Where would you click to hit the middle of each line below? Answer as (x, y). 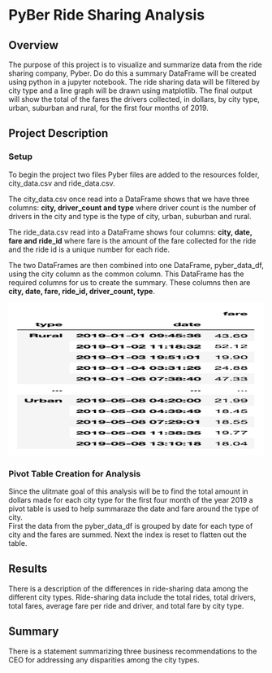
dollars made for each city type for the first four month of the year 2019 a (131, 499)
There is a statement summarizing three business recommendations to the (133, 651)
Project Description (58, 133)
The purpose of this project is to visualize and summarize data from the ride (135, 64)
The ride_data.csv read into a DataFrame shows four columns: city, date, (130, 232)
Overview (34, 45)
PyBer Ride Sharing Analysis (107, 15)
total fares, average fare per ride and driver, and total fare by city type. (126, 605)
